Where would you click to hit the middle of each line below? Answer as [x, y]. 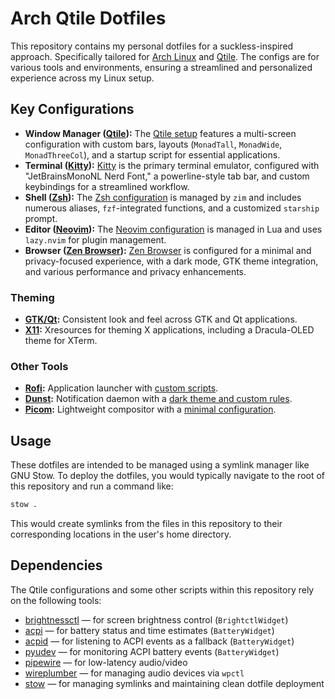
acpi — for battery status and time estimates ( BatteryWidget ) [149, 630]
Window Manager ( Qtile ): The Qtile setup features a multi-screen [160, 133]
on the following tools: [56, 600]
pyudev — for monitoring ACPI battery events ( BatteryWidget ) [152, 651]
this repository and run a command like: [92, 486]
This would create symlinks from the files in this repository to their [146, 524]
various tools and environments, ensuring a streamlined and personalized [161, 67]
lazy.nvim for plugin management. [95, 239]
